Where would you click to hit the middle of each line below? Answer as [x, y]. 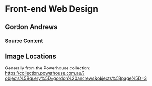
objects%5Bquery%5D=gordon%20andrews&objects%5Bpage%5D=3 [76, 78]
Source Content [24, 41]
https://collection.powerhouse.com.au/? [45, 73]
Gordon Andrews [31, 27]
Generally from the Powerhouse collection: [48, 68]
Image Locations [31, 56]
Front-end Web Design [52, 9]
